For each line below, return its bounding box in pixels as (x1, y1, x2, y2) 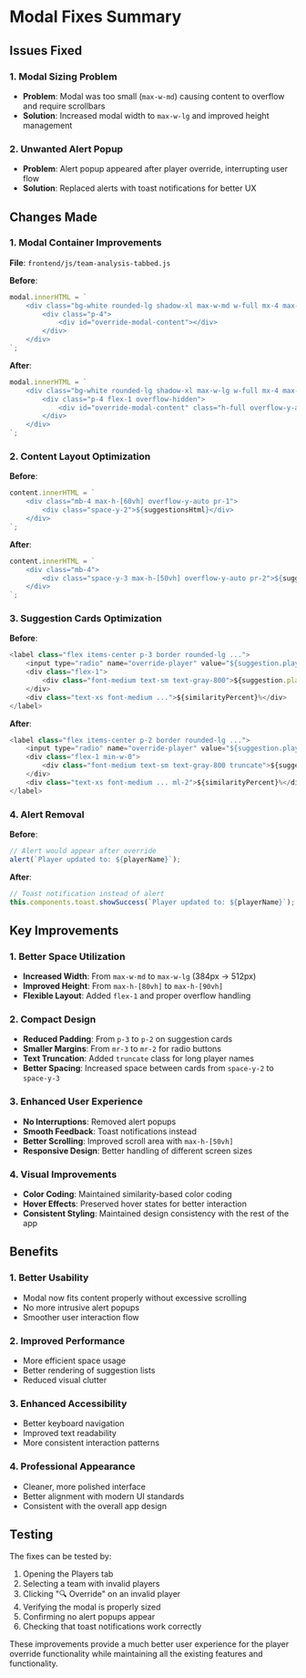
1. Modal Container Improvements (9, 236, 162, 249)
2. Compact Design (9, 1013, 97, 1026)
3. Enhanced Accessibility (9, 1397, 127, 1410)
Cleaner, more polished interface (22, 1481, 146, 1492)
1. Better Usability (9, 1271, 89, 1284)
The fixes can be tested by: (9, 1551, 112, 1562)
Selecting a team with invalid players (22, 1579, 160, 1589)
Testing (9, 1527, 54, 1543)
